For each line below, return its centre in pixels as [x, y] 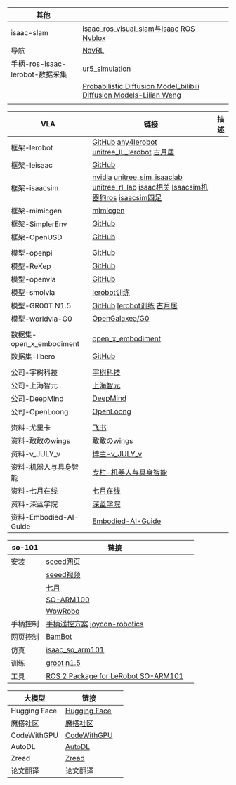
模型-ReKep [31, 266]
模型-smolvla [33, 292]
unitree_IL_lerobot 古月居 [133, 152]
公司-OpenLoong [40, 412]
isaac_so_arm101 [75, 650]
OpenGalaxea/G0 [121, 318]
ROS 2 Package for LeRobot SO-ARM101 [115, 676]
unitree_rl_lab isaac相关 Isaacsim [147, 187]
